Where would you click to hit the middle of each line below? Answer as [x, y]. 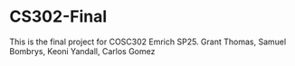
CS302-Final [58, 17]
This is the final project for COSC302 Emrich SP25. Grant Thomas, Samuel [148, 42]
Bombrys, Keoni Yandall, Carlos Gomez [82, 51]
